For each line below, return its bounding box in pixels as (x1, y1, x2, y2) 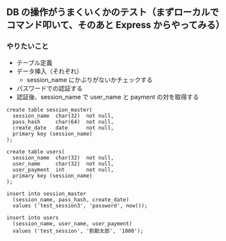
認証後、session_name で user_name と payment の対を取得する (16, 92, 199, 101)
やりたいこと (6, 42, 49, 51)
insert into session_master (6, 190, 87, 197)
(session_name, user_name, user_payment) (12, 220, 133, 227)
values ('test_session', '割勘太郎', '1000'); (12, 227, 144, 234)
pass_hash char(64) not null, (12, 118, 114, 125)
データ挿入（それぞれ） (16, 67, 83, 75)
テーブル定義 (16, 58, 53, 66)
